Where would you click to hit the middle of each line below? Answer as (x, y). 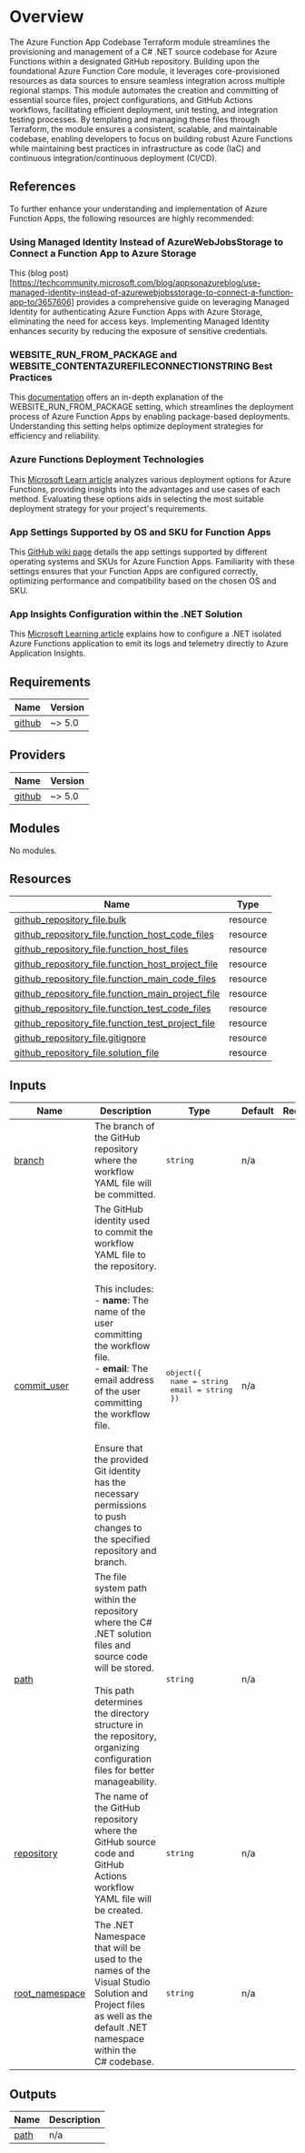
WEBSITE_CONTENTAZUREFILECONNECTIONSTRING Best (141, 366)
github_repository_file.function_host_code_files (114, 935)
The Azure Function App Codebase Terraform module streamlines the (140, 42)
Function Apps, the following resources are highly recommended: (132, 218)
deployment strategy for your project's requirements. (108, 508)
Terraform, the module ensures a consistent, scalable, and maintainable (143, 128)
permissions (120, 1506)
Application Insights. (48, 654)
